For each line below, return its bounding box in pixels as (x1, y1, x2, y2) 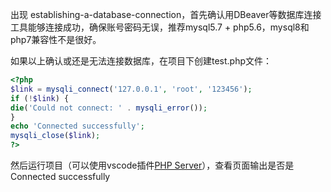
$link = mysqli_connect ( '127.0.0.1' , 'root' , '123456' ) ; (10, 84, 253, 94)
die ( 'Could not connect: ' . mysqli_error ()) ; (10, 103, 208, 113)
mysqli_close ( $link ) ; (10, 131, 101, 141)
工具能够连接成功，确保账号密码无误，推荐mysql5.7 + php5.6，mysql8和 (10, 21, 310, 33)
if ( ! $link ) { (10, 93, 70, 103)
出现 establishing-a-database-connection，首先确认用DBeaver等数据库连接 (10, 9, 322, 20)
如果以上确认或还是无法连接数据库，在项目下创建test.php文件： (10, 55, 273, 67)
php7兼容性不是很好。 (10, 34, 102, 45)
